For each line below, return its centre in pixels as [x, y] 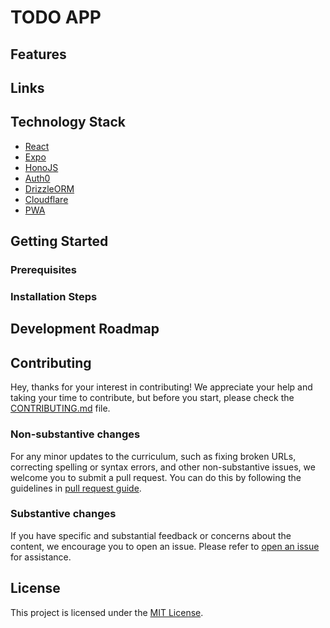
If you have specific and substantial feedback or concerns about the [151, 535]
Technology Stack [68, 122]
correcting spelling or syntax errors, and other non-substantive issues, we [163, 467]
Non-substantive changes [75, 434]
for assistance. [41, 557]
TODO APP [56, 17]
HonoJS [41, 167]
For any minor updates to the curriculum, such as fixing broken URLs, [153, 456]
